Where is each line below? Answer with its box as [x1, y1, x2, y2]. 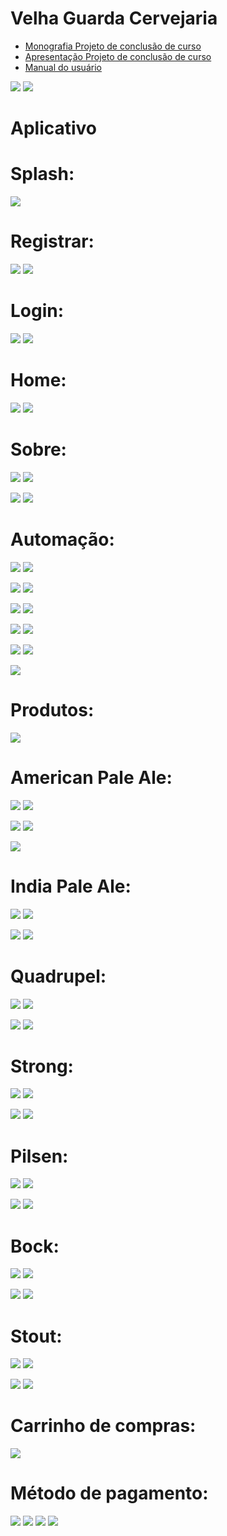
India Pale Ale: [10, 875, 132, 897]
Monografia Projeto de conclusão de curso [24, 40, 202, 52]
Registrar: [10, 230, 95, 253]
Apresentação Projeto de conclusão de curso [24, 50, 212, 62]
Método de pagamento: [10, 1482, 209, 1505]
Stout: [10, 1325, 63, 1347]
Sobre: [10, 438, 67, 461]
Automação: [10, 528, 115, 551]
